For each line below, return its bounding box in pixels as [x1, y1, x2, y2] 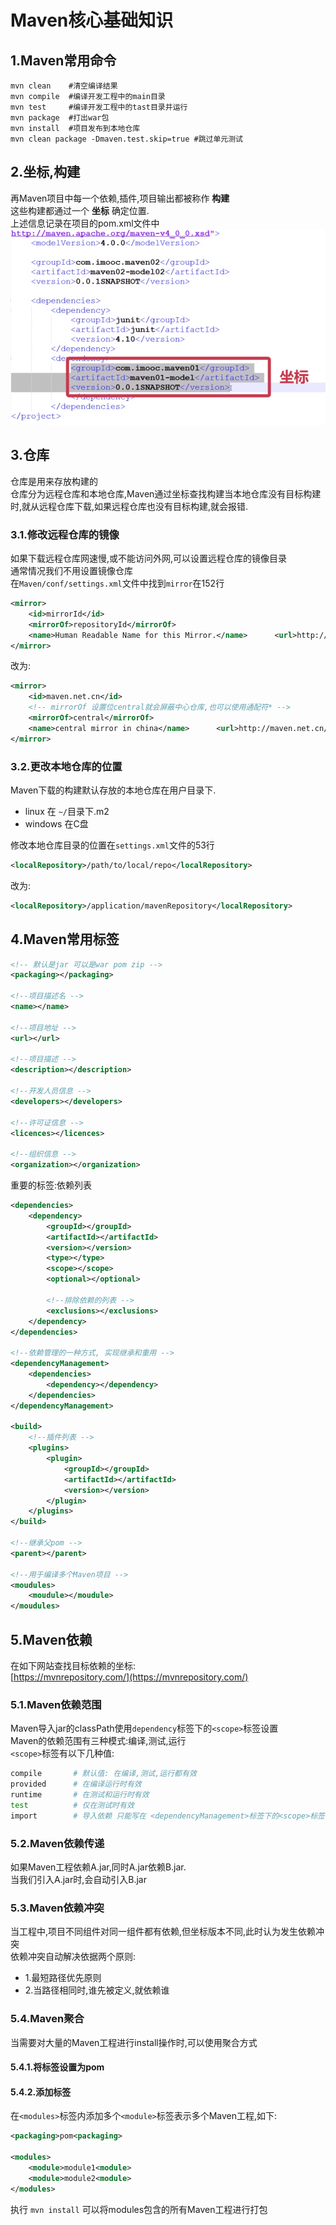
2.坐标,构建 [10, 164, 81, 181]
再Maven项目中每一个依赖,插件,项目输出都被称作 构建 [10, 192, 230, 204]
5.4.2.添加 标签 [10, 2086, 72, 2098]
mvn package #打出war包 [10, 113, 110, 123]
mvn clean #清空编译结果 [10, 81, 118, 91]
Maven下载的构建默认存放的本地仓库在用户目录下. [10, 784, 217, 796]
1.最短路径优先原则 [24, 1972, 102, 1984]
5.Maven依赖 [10, 1631, 93, 1648]
